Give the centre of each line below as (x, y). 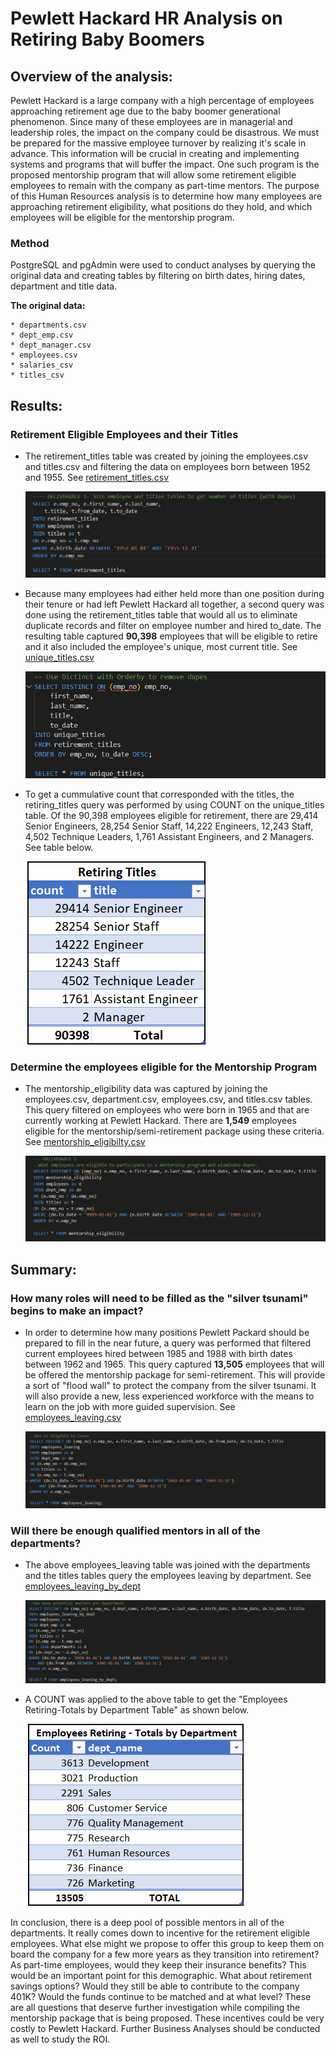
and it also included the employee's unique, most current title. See (161, 646)
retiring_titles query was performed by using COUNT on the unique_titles (174, 804)
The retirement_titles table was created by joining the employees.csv (166, 456)
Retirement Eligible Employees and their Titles (124, 434)
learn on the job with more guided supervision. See (130, 1407)
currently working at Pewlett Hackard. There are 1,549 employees (160, 1120)
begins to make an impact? (77, 1310)
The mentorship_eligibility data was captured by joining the (146, 1088)
